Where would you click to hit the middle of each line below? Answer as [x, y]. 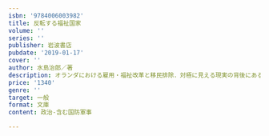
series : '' [26, 38]
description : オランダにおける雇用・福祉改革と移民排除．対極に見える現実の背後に [130, 75]
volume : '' [26, 30]
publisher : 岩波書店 [40, 46]
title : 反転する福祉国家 [45, 23]
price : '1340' [32, 82]
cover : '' [25, 61]
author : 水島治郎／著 [41, 68]
